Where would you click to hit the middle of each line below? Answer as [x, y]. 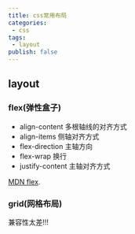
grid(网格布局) [35, 203]
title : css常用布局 [38, 15]
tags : [17, 37]
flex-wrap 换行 [43, 156]
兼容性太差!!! [29, 222]
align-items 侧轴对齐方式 [59, 136]
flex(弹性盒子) [35, 108]
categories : [27, 23]
